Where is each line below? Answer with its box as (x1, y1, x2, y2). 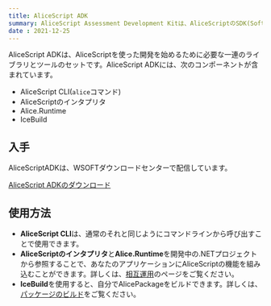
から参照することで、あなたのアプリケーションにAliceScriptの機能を (19, 259, 248, 268)
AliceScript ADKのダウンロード (8, 180, 111, 190)
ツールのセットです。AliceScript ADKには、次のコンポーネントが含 (35, 60, 259, 69)
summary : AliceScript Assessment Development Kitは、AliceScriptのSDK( (8, 19, 251, 27)
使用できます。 (34, 239, 83, 248)
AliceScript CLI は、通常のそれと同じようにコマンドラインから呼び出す (19, 229, 256, 238)
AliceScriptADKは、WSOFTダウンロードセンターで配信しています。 (8, 163, 232, 173)
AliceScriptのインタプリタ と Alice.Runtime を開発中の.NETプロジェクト (19, 249, 258, 258)
